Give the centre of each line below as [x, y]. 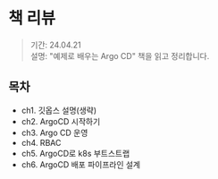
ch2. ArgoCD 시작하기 [61, 121]
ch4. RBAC [41, 142]
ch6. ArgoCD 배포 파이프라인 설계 [80, 164]
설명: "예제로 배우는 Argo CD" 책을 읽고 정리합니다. [120, 55]
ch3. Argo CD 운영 [54, 132]
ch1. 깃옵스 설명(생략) [59, 110]
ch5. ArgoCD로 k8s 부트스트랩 [75, 153]
